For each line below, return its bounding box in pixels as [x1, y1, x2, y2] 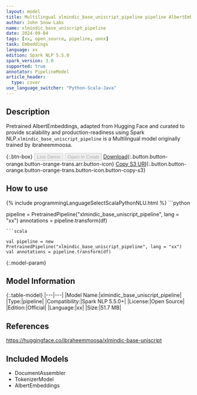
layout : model [6, 8, 41, 15]
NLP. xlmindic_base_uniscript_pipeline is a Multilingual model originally [6, 135, 181, 142]
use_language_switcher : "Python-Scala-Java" [6, 85, 117, 91]
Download [103, 153, 128, 160]
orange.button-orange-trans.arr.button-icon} [6, 160, 114, 168]
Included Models [6, 354, 69, 364]
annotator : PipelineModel [6, 69, 69, 75]
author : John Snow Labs [6, 19, 64, 25]
